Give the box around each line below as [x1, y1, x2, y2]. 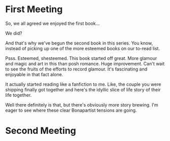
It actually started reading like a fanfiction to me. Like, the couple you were [5, 81, 161, 87]
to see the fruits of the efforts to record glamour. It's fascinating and [5, 66, 148, 72]
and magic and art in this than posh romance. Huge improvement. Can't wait [5, 60, 165, 66]
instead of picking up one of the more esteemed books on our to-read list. [5, 45, 160, 51]
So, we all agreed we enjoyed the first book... [5, 20, 100, 26]
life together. [5, 92, 32, 98]
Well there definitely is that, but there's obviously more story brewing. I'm [5, 101, 158, 108]
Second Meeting [5, 125, 76, 136]
